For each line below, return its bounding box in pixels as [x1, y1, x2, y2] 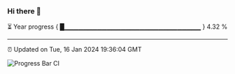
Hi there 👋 [7, 6, 42, 16]
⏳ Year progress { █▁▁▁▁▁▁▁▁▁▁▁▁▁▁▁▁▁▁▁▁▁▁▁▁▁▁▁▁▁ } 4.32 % [7, 22, 228, 31]
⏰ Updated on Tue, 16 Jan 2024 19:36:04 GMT [7, 45, 142, 54]
